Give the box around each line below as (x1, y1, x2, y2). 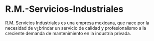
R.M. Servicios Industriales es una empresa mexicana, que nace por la (5, 20, 150, 26)
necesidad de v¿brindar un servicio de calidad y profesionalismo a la (5, 25, 147, 31)
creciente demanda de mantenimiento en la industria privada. (5, 30, 131, 36)
